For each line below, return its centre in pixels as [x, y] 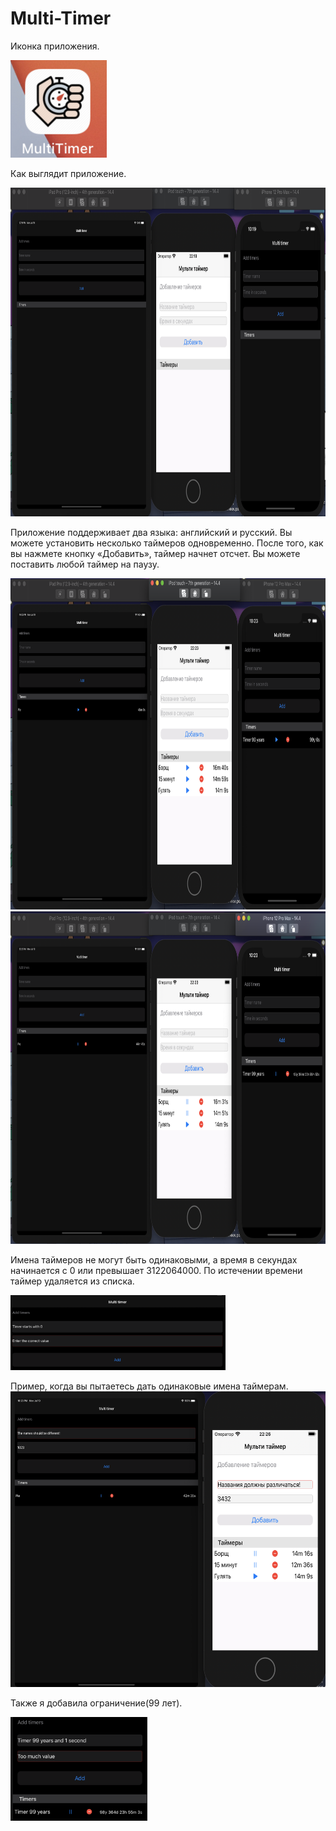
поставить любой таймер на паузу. [85, 564]
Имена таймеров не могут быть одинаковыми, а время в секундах [154, 1259]
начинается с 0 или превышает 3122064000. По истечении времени [156, 1270]
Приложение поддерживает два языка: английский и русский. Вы [151, 532]
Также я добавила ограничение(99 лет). [96, 1703]
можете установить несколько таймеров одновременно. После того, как [167, 543]
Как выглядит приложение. [68, 173]
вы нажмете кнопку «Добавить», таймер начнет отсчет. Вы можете [155, 553]
